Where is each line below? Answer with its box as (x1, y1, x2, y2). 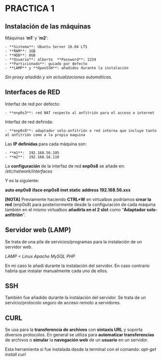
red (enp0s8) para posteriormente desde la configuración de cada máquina (5, 202, 156, 207)
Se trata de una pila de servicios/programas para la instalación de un (5, 238, 142, 245)
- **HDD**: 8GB (5, 53, 36, 58)
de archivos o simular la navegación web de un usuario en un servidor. (5, 337, 148, 343)
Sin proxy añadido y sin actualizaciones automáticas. (5, 74, 112, 80)
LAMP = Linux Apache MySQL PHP (5, 253, 75, 259)
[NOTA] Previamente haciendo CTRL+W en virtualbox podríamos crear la (5, 196, 151, 202)
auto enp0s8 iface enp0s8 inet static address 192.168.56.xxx (5, 187, 131, 193)
